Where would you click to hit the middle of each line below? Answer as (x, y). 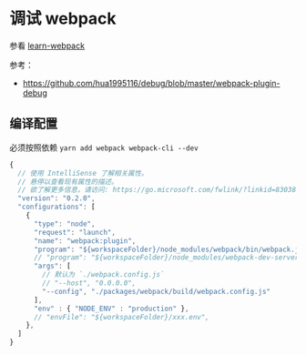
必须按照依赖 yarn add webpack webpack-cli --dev (104, 147)
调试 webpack (63, 19)
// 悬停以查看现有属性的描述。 (68, 182)
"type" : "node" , (64, 224)
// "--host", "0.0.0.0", (89, 283)
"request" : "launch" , (75, 232)
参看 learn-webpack (47, 46)
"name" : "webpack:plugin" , (85, 241)
